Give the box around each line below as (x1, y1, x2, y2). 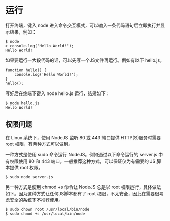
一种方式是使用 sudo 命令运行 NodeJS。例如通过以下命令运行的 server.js (5, 151, 158, 157)
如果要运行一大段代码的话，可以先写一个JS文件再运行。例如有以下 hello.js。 (5, 57, 165, 64)
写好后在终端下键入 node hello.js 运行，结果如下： (5, 90, 110, 97)
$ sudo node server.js (5, 174, 53, 179)
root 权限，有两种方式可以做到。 (5, 141, 73, 147)
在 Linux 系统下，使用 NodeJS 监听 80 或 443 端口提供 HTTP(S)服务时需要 (5, 134, 161, 140)
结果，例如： (9, 28, 37, 35)
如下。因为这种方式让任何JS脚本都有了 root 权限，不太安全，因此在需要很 (5, 190, 160, 196)
